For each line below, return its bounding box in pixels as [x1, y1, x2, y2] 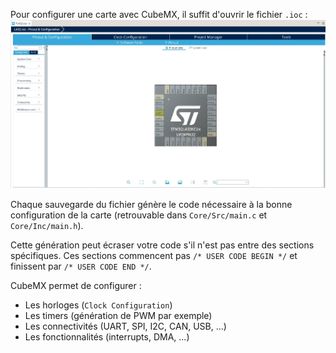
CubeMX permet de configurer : [10, 280, 142, 292]
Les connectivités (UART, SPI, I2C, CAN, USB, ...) [24, 320, 227, 333]
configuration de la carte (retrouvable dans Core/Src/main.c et [10, 209, 268, 221]
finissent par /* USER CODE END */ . [10, 260, 152, 273]
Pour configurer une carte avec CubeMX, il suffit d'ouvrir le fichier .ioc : [10, 9, 308, 20]
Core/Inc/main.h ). [10, 220, 84, 232]
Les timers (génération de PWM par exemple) [24, 310, 213, 322]
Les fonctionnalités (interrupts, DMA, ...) [24, 331, 190, 343]
